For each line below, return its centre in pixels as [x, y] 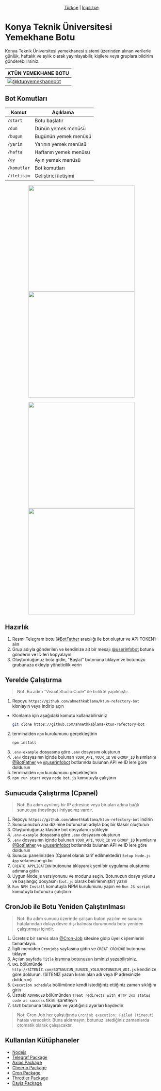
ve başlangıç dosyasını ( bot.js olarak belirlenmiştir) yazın [70, 881]
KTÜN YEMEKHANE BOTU [38, 73]
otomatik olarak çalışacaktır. [45, 1025]
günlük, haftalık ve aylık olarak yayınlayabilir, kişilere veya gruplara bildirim [79, 56]
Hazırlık [17, 627]
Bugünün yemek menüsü [63, 136]
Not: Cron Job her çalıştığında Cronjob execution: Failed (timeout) [85, 1015]
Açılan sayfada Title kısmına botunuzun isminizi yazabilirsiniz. [74, 959]
